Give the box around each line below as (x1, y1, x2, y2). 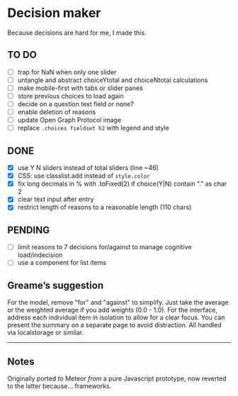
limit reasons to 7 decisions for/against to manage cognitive (17, 243, 192, 251)
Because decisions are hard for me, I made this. (7, 28, 147, 37)
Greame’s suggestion (7, 279, 104, 291)
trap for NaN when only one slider (17, 67, 117, 76)
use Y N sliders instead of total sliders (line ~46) (17, 164, 159, 172)
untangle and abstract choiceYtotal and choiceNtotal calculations (17, 76, 208, 84)
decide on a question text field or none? (17, 100, 135, 108)
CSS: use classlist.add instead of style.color (17, 171, 150, 180)
